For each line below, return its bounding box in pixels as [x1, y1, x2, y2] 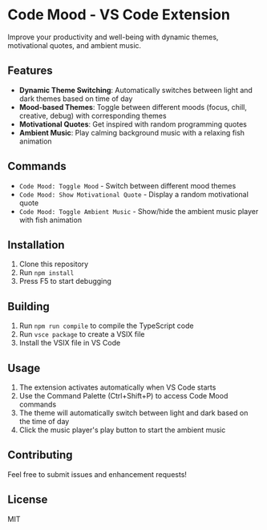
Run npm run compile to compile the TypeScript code [18, 321, 194, 330]
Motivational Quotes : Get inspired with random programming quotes [18, 119, 248, 129]
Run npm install [18, 268, 75, 277]
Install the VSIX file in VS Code [18, 338, 121, 348]
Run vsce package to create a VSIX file [18, 330, 145, 339]
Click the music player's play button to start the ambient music [18, 425, 226, 435]
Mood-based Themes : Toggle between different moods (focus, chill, [18, 102, 248, 111]
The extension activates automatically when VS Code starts [18, 382, 216, 392]
